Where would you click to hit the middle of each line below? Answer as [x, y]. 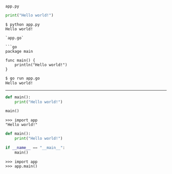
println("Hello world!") [41, 65]
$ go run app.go [23, 78]
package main [19, 51]
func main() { [20, 60]
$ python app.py [23, 25]
